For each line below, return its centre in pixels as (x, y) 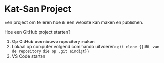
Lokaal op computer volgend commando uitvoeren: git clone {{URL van (85, 46)
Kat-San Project (38, 9)
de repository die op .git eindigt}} (51, 51)
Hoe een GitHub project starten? (38, 32)
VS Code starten (28, 56)
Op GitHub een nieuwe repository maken (53, 41)
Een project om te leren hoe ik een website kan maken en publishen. (74, 22)
